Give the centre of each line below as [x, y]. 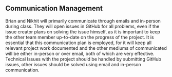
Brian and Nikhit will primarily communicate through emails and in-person [83, 21]
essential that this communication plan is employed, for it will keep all [79, 43]
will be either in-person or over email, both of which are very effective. [80, 53]
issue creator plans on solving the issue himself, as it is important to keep [83, 32]
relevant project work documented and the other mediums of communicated [86, 48]
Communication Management [54, 8]
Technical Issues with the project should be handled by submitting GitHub [83, 59]
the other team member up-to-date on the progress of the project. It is [80, 37]
